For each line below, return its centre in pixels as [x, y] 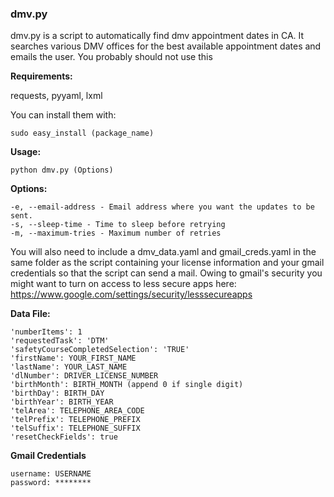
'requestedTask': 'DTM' [60, 341]
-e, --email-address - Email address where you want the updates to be [162, 207]
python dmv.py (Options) [62, 170]
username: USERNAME [51, 474]
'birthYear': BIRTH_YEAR [62, 402]
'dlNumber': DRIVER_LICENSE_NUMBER [84, 376]
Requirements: [41, 76]
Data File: [30, 314]
